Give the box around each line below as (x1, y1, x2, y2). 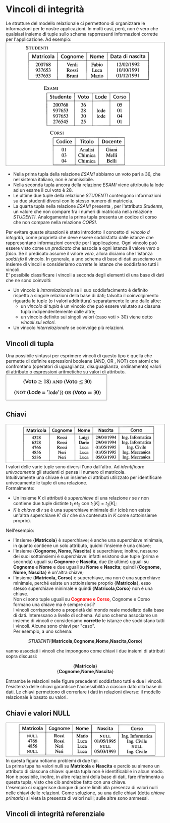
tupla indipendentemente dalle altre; (20, 309, 96, 315)
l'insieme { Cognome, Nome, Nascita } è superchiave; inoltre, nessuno (13, 548, 158, 554)
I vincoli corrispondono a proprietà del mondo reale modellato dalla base (13, 607, 164, 613)
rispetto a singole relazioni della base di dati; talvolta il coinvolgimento (13, 293, 159, 299)
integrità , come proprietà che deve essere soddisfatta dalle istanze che (6, 235, 154, 241)
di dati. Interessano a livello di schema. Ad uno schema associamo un (13, 612, 158, 619)
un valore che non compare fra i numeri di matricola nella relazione (13, 208, 153, 215)
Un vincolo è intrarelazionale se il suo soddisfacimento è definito (13, 287, 148, 293)
